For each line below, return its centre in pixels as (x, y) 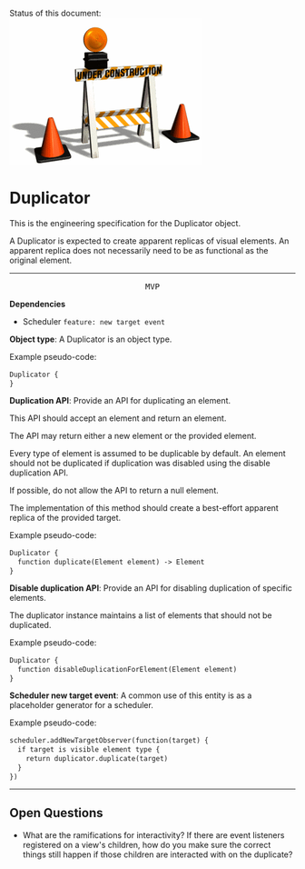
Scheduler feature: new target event (93, 321)
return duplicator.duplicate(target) (97, 758)
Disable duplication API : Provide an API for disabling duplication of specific (151, 588)
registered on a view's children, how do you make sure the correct (147, 844)
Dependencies (38, 304)
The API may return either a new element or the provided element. (133, 435)
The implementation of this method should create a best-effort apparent (144, 507)
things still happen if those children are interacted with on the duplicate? (157, 854)
